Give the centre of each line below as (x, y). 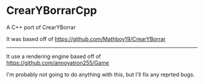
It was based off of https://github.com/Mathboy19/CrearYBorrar (86, 39)
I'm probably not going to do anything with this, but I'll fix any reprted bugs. (101, 74)
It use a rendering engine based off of (54, 56)
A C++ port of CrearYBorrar (41, 27)
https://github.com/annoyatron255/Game (58, 63)
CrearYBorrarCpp (52, 11)
